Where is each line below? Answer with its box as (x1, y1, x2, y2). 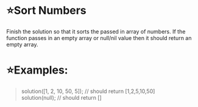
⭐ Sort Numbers (6, 4, 87, 18)
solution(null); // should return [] (21, 94, 102, 101)
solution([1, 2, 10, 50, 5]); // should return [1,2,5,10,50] (21, 88, 155, 95)
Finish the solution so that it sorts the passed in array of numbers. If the (6, 27, 186, 35)
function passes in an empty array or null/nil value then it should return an (6, 34, 192, 41)
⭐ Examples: (6, 63, 68, 77)
